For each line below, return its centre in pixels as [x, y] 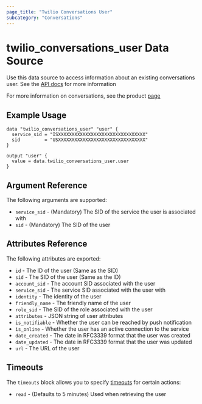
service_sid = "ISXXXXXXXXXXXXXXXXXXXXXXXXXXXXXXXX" [80, 135]
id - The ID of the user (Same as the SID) [67, 270]
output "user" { [27, 156]
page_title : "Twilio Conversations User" [60, 12]
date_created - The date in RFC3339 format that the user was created [103, 335]
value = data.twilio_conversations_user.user [71, 161]
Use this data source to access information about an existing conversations [101, 78]
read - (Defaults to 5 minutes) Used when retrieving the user [91, 394]
